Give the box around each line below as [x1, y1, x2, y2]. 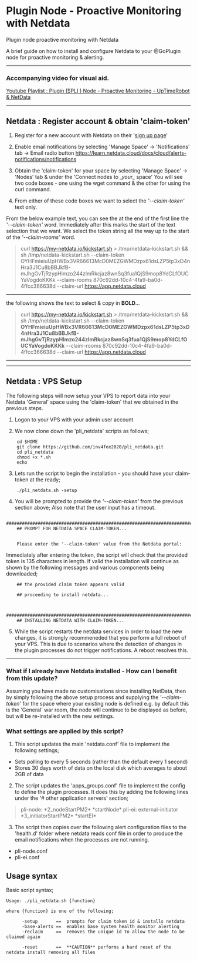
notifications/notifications [14, 156, 77, 163]
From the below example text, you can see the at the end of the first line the [6, 215, 189, 222]
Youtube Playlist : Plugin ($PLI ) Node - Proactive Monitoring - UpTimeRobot [6, 87, 190, 95]
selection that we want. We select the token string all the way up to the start [6, 228, 189, 235]
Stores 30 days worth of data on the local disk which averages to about [14, 764, 188, 772]
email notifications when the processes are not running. [14, 836, 150, 843]
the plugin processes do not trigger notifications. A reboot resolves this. [14, 646, 189, 654]
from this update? [6, 674, 58, 682]
